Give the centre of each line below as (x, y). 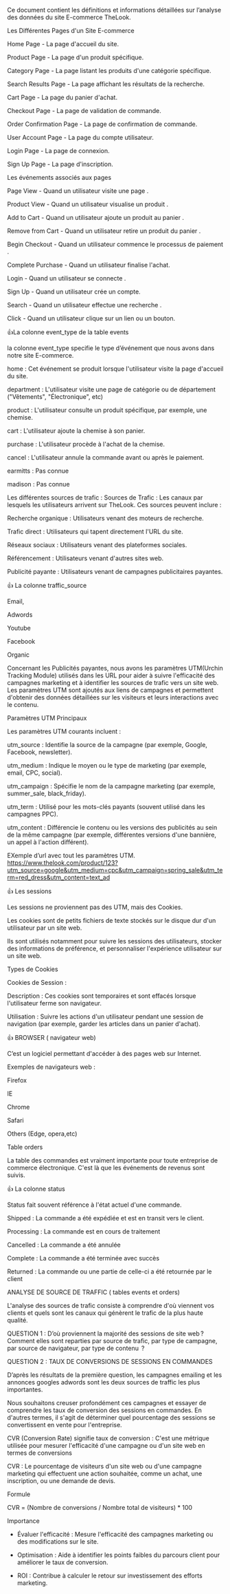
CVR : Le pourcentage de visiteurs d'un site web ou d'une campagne (105, 1466)
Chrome (19, 1107)
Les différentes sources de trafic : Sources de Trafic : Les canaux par (105, 498)
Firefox (17, 1080)
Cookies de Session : (37, 982)
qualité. (18, 1320)
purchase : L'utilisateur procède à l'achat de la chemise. (86, 444)
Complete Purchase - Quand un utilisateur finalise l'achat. (89, 265)
